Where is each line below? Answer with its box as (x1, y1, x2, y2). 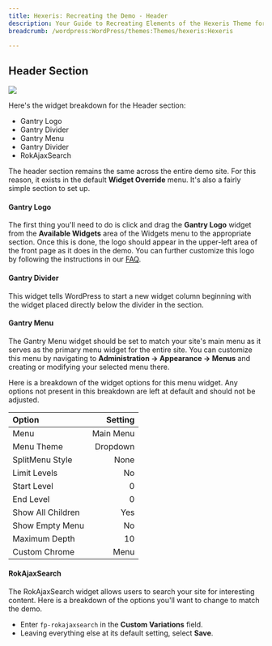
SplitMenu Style (12, 454, 73, 465)
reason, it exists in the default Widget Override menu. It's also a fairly (8, 175, 241, 185)
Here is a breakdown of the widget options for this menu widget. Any (8, 377, 239, 387)
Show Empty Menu (12, 520, 85, 531)
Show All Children (12, 507, 80, 518)
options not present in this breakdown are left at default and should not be (8, 386, 256, 396)
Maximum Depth (12, 533, 75, 544)
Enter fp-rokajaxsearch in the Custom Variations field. (19, 620, 204, 629)
